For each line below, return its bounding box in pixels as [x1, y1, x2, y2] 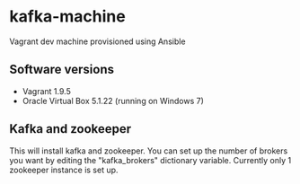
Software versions [9, 62, 115, 77]
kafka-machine [9, 6, 126, 27]
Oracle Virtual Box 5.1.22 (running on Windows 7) [22, 95, 204, 106]
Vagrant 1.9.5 [22, 85, 72, 96]
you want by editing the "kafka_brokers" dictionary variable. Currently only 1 [9, 154, 292, 165]
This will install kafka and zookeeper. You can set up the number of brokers [9, 145, 288, 156]
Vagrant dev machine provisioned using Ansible [9, 36, 186, 47]
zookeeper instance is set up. [9, 164, 119, 175]
